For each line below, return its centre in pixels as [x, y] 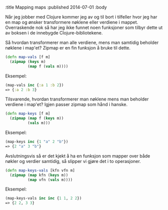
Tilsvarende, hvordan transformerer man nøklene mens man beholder [77, 99]
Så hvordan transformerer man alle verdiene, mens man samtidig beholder [82, 42]
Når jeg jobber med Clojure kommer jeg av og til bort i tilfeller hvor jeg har [81, 17]
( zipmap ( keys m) [28, 61]
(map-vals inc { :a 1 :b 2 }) [35, 85]
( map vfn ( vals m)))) [50, 179]
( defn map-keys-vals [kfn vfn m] [40, 170]
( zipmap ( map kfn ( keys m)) [39, 175]
